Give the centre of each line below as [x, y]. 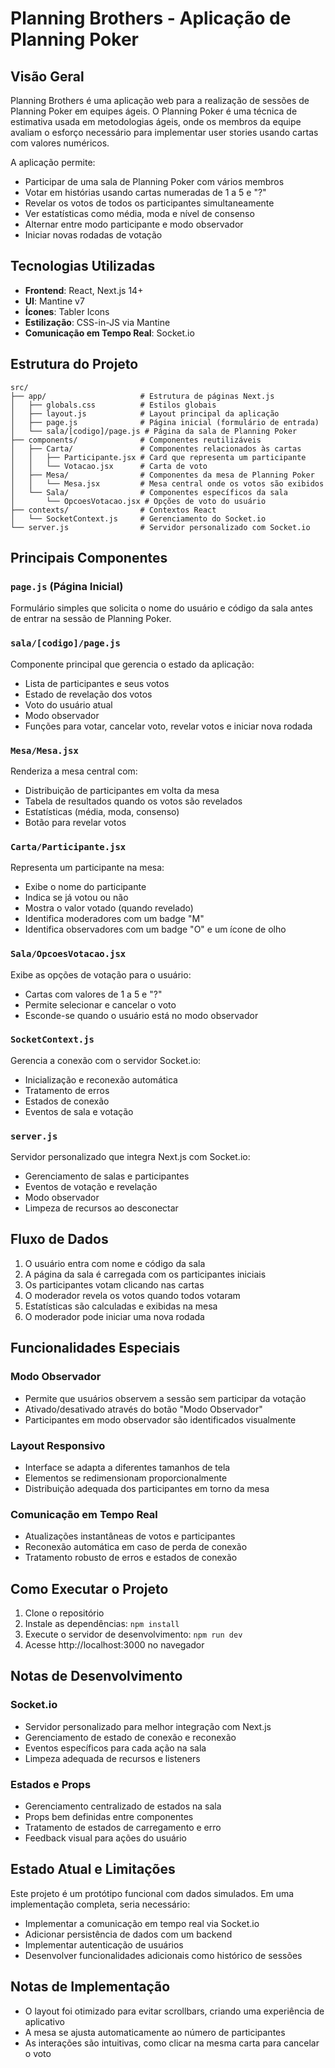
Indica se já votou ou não [76, 898]
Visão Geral [47, 76]
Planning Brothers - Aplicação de [151, 18]
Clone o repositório [64, 1613]
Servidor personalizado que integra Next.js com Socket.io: [130, 1157]
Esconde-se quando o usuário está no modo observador [141, 1015]
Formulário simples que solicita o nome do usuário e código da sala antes [161, 608]
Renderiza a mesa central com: [74, 771]
